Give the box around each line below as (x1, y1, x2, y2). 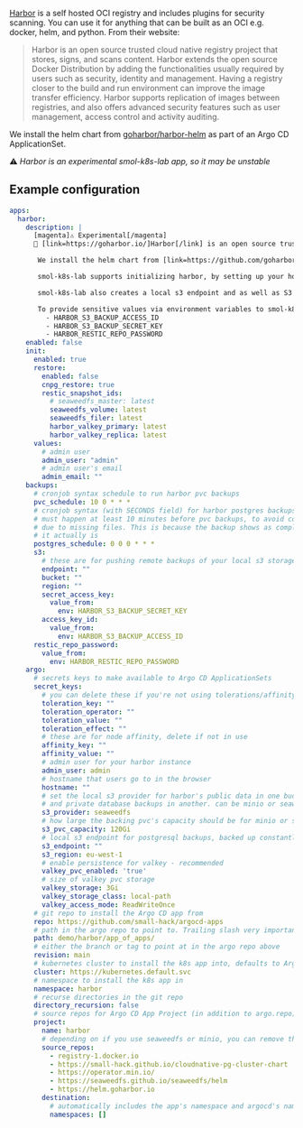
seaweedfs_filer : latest (49, 414, 143, 423)
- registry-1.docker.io (49, 1051, 140, 1060)
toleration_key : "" (41, 698, 115, 707)
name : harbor (41, 1026, 91, 1036)
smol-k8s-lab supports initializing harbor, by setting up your (37, 273, 284, 282)
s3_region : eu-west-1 (41, 850, 124, 859)
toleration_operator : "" (41, 707, 135, 717)
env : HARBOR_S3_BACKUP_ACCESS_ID (57, 632, 183, 641)
